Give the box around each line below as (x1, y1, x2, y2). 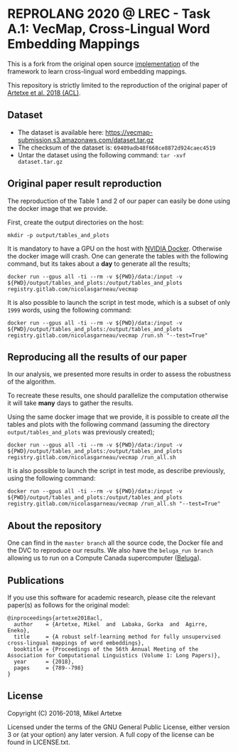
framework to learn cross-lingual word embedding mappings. (7, 67, 187, 75)
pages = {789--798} (13, 664, 84, 672)
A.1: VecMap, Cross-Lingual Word (7, 21, 210, 37)
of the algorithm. (7, 377, 56, 386)
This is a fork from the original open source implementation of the (7, 59, 200, 68)
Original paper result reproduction (7, 177, 162, 190)
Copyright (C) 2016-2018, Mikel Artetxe (7, 709, 122, 717)
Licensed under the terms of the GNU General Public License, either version (7, 722, 230, 731)
